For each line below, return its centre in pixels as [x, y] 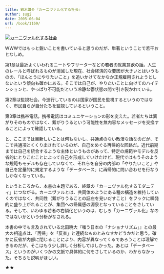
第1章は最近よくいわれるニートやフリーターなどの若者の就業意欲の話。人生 [81, 65]
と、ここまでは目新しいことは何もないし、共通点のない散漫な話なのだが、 [80, 139]
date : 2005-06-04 [23, 19]
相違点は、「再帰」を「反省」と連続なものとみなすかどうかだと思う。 [83, 233]
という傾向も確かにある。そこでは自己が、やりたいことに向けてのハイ [84, 83]
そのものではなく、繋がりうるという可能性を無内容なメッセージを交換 [84, 123]
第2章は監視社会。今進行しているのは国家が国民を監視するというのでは [77, 100]
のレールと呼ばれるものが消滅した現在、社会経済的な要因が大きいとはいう [80, 71]
